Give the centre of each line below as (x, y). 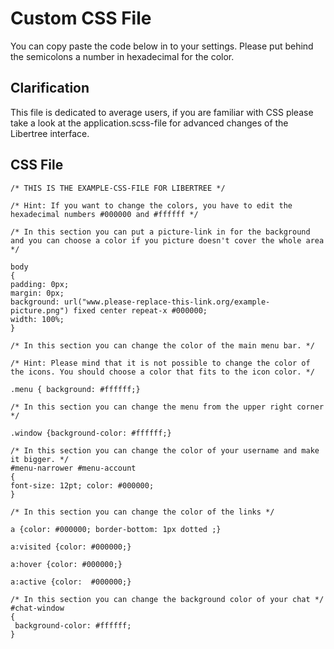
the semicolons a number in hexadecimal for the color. (122, 56)
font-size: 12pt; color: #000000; (82, 485)
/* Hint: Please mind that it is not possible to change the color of (160, 363)
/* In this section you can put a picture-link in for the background (160, 232)
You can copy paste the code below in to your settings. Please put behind (162, 46)
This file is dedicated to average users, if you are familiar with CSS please (162, 112)
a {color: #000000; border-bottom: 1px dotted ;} (116, 529)
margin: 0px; (37, 293)
